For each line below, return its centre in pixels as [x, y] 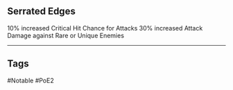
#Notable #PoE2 [31, 80]
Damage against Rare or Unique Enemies [66, 35]
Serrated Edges [42, 11]
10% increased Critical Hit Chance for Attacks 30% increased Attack [105, 28]
